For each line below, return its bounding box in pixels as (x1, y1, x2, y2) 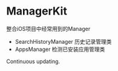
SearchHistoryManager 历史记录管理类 (15, 38, 112, 45)
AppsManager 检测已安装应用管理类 (15, 46, 105, 53)
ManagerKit (6, 4, 68, 18)
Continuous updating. (6, 58, 61, 65)
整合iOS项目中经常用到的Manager (6, 25, 91, 32)
